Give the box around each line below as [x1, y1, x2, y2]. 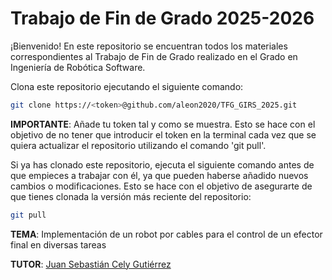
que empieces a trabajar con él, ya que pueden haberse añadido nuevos [10, 169, 309, 181]
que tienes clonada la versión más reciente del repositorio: [10, 190, 252, 202]
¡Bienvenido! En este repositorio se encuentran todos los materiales [10, 40, 288, 52]
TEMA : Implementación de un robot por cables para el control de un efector [10, 228, 323, 240]
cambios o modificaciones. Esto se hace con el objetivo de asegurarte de [10, 180, 313, 192]
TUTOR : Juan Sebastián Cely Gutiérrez [10, 258, 172, 270]
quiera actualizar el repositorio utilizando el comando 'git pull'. [10, 139, 267, 151]
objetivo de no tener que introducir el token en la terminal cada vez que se [10, 128, 317, 141]
